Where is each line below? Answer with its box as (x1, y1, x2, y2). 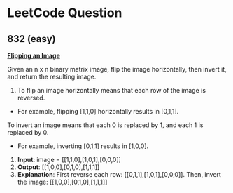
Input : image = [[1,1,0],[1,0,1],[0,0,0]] (17, 156, 121, 164)
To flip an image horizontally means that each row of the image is (17, 86, 206, 94)
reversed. (17, 93, 45, 102)
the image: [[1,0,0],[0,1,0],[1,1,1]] (17, 178, 108, 186)
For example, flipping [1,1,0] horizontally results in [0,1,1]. (17, 107, 179, 115)
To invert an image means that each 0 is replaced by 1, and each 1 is (7, 121, 204, 129)
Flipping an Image (7, 51, 61, 60)
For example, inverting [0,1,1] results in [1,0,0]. (17, 142, 149, 150)
